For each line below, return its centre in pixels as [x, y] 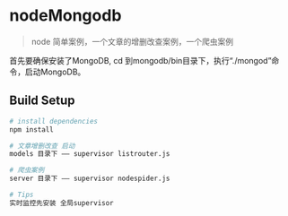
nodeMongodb [65, 16]
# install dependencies [54, 121]
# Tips [22, 194]
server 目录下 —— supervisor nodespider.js [90, 179]
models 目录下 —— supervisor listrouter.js [90, 154]
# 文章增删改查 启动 [42, 146]
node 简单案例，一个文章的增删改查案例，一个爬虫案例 [132, 41]
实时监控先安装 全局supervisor [61, 203]
